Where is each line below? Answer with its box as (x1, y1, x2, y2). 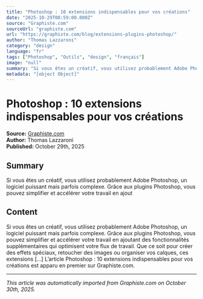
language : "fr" (6, 49, 45, 55)
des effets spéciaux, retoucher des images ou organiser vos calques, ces (6, 249, 188, 256)
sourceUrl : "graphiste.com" (6, 25, 77, 32)
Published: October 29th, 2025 (6, 143, 85, 150)
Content (6, 207, 38, 217)
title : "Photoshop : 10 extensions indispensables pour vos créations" (6, 8, 190, 15)
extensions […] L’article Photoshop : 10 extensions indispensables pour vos (6, 255, 193, 263)
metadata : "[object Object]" (6, 71, 80, 77)
